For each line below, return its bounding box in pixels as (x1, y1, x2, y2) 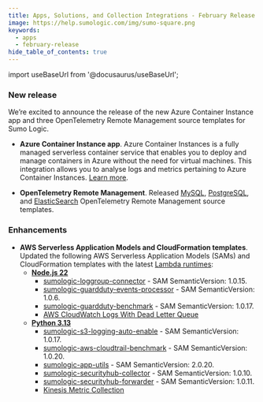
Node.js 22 (31, 267, 69, 277)
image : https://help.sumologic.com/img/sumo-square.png (8, 19, 195, 27)
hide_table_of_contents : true (8, 48, 108, 56)
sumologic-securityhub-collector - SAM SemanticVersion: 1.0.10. (43, 368, 253, 378)
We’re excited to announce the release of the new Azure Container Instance (8, 107, 254, 117)
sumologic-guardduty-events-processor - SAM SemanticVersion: (43, 285, 255, 294)
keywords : (8, 26, 41, 34)
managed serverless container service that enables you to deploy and (19, 147, 246, 158)
